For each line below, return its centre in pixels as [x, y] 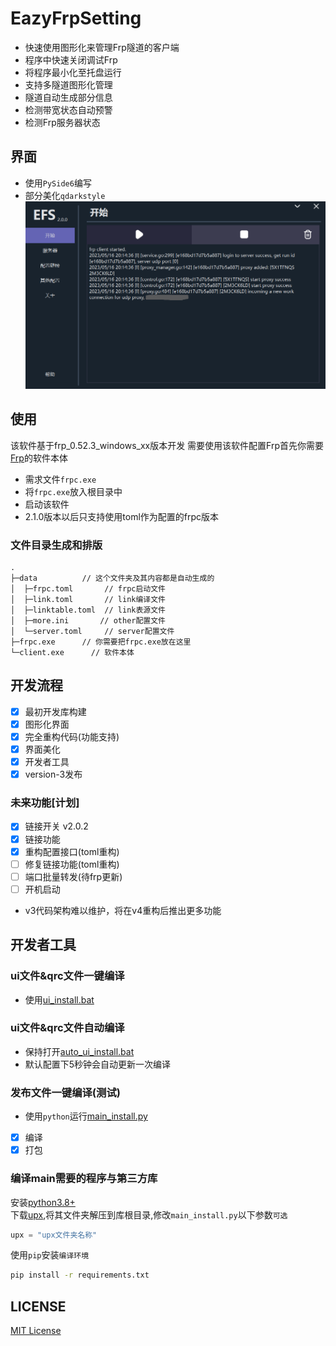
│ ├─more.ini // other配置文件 [88, 620]
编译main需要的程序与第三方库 [84, 1179]
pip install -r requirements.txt [80, 1275]
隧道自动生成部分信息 [68, 97]
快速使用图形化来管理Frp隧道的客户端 [102, 47]
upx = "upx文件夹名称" [54, 1235]
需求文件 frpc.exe [60, 479]
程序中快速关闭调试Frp [71, 59]
